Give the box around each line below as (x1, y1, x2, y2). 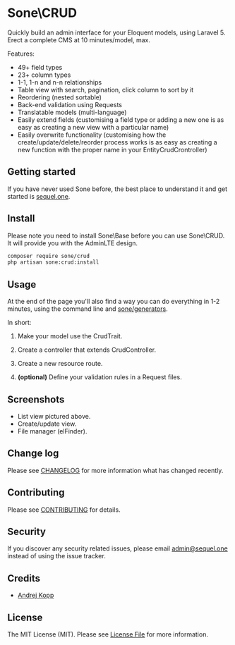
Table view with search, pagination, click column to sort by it (17, 85, 194, 94)
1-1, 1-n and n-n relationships (17, 78, 102, 86)
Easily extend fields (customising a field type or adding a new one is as (17, 115, 224, 124)
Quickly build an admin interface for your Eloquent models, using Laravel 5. (7, 28, 226, 37)
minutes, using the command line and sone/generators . (7, 305, 168, 313)
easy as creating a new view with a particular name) (17, 123, 169, 131)
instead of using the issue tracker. (7, 552, 106, 560)
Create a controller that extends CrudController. (17, 345, 157, 354)
